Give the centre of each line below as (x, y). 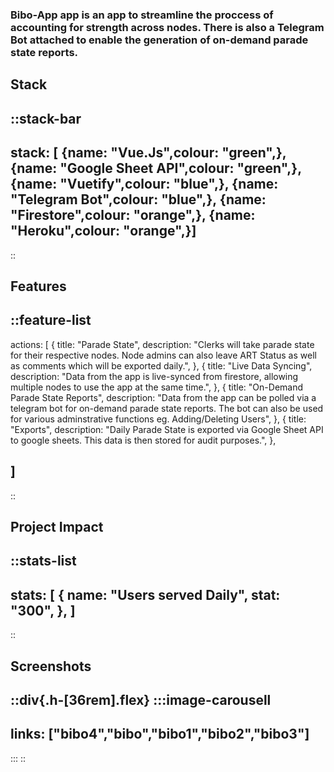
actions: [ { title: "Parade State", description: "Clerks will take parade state (162, 344)
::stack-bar (46, 118)
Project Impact (57, 526)
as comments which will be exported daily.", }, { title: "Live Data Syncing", (161, 365)
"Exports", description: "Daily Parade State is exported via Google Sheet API (167, 429)
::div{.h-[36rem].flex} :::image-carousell (141, 699)
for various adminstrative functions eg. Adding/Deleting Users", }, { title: (158, 419)
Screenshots (51, 666)
